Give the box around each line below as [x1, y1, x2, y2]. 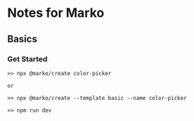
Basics [7, 33, 37, 45]
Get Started [7, 54, 48, 64]
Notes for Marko [7, 5, 105, 21]
